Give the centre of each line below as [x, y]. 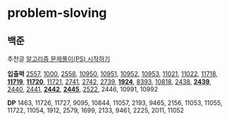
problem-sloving [57, 13]
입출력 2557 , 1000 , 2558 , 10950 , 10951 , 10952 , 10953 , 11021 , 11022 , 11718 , [113, 74]
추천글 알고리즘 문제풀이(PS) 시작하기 [59, 59]
